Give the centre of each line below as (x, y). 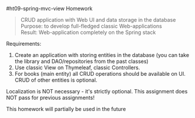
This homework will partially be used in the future (66, 109)
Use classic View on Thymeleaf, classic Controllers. (77, 68)
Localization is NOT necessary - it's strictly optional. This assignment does (97, 91)
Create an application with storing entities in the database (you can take (102, 55)
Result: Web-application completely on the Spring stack (88, 32)
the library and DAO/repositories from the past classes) (82, 61)
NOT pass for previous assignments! (50, 97)
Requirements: (24, 44)
